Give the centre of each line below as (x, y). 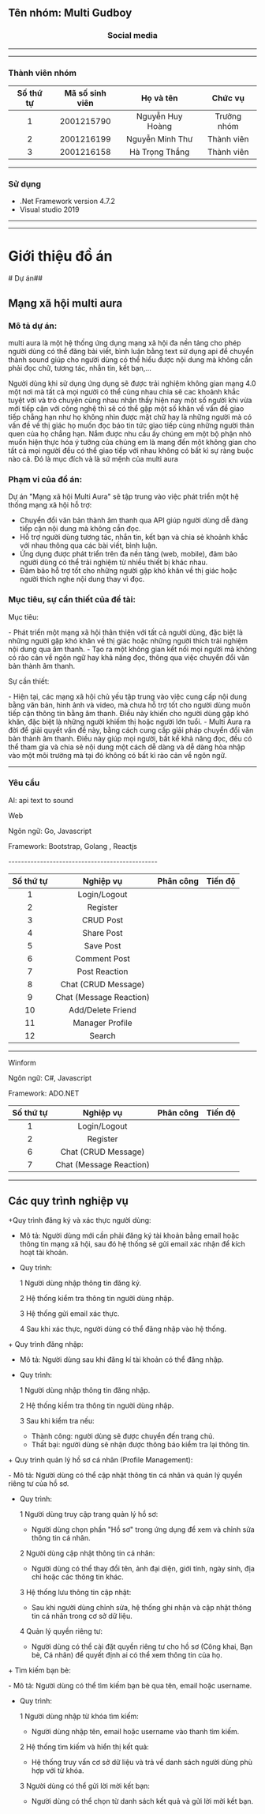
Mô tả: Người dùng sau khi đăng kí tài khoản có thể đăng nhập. (121, 1360)
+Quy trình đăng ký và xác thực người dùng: (80, 1220)
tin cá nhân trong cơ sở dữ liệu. (82, 1616)
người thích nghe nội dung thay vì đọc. (82, 579)
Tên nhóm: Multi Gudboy (70, 13)
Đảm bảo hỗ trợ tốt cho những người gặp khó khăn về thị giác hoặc (128, 571)
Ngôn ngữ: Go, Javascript (50, 831)
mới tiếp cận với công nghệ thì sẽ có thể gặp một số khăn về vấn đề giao (126, 408)
